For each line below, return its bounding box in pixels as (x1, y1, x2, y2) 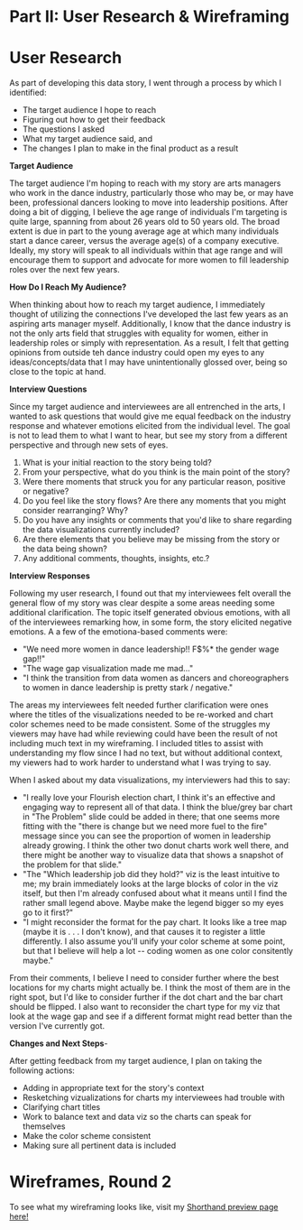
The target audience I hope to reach (22, 105, 156, 116)
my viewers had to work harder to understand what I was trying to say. (9, 757, 271, 768)
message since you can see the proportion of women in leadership (22, 830, 271, 841)
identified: (9, 88, 47, 98)
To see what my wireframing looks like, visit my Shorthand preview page (9, 1202, 279, 1213)
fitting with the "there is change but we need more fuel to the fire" (22, 821, 268, 832)
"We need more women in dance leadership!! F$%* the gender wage (22, 643, 280, 655)
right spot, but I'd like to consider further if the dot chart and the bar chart (9, 992, 283, 1003)
